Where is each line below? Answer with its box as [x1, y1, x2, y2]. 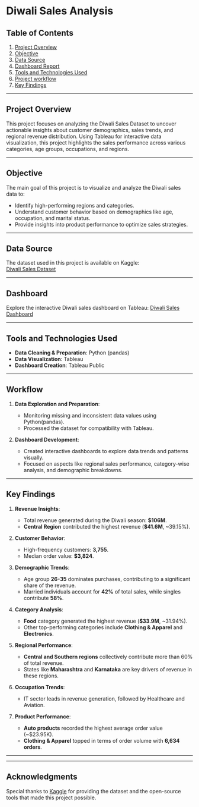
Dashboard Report [14, 62, 60, 70]
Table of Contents [6, 28, 74, 38]
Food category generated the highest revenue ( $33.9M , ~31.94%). [23, 617, 188, 624]
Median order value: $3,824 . [23, 552, 94, 560]
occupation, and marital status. [14, 214, 91, 221]
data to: [6, 190, 25, 197]
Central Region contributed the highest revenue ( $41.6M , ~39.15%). [23, 523, 191, 530]
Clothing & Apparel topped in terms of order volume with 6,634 [23, 737, 180, 744]
